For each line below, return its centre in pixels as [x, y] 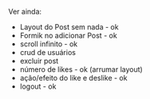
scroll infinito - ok [49, 44]
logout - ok [38, 86]
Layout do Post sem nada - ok [69, 27]
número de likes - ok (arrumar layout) [81, 69]
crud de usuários [47, 52]
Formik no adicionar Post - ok [68, 36]
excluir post [39, 61]
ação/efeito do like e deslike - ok [73, 78]
